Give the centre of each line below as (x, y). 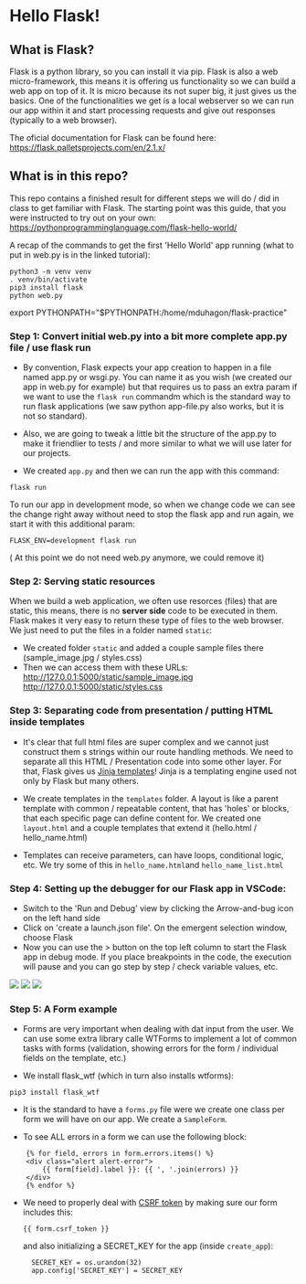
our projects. (47, 453)
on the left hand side (61, 918)
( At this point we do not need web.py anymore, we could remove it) (137, 557)
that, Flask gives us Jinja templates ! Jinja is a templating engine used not (159, 771)
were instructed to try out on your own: (83, 218)
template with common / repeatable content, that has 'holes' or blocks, (156, 808)
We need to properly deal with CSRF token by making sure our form (150, 1203)
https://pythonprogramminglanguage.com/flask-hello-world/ (123, 227)
